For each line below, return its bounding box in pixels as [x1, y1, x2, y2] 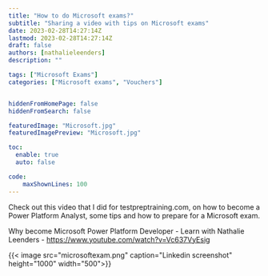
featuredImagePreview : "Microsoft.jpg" [8, 129, 142, 137]
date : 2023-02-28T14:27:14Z [8, 26, 102, 34]
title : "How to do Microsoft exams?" [8, 11, 134, 20]
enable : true [15, 151, 59, 159]
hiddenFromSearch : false [8, 107, 91, 115]
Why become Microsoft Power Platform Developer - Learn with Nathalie [8, 226, 245, 236]
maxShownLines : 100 [22, 180, 88, 188]
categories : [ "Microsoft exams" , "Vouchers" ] [8, 78, 162, 86]
